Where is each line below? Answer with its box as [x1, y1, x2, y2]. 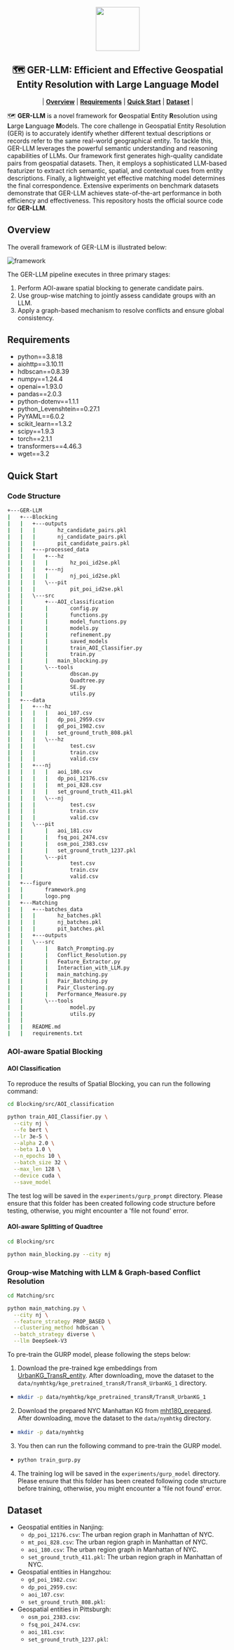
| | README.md [7, 1024, 61, 1031]
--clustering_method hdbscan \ [13, 1324, 105, 1332]
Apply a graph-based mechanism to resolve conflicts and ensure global [17, 306, 224, 314]
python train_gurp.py [17, 1456, 81, 1464]
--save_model [13, 1178, 52, 1186]
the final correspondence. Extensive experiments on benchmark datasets [7, 181, 219, 190]
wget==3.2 [17, 449, 50, 458]
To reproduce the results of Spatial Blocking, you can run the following [7, 1080, 211, 1088]
